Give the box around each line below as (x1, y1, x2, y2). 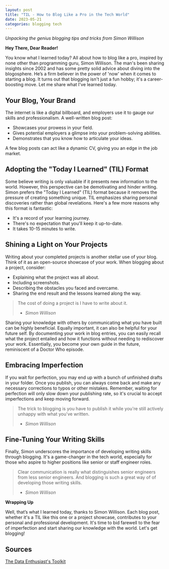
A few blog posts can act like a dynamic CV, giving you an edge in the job (5, 145, 158, 151)
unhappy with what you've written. (17, 411, 90, 417)
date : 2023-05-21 (5, 17, 42, 22)
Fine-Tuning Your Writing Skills (5, 435, 105, 444)
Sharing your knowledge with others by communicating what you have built (5, 320, 162, 326)
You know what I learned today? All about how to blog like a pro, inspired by (5, 55, 163, 61)
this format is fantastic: (5, 205, 53, 211)
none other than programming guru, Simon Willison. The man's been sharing (5, 60, 164, 66)
